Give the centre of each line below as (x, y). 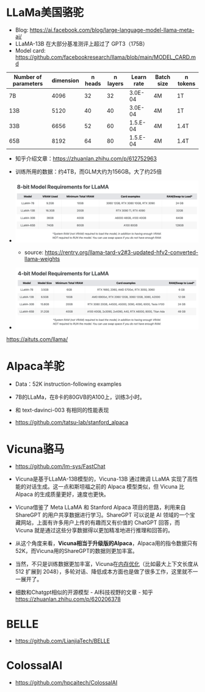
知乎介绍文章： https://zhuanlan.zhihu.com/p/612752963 (86, 158)
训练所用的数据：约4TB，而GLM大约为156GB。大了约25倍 (88, 171)
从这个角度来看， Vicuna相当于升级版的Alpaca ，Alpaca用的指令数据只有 (106, 543)
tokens (187, 84)
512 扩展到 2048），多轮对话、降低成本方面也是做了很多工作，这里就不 (104, 572)
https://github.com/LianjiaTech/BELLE (63, 641)
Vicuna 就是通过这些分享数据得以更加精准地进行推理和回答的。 (94, 530)
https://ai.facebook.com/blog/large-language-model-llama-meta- (112, 30)
